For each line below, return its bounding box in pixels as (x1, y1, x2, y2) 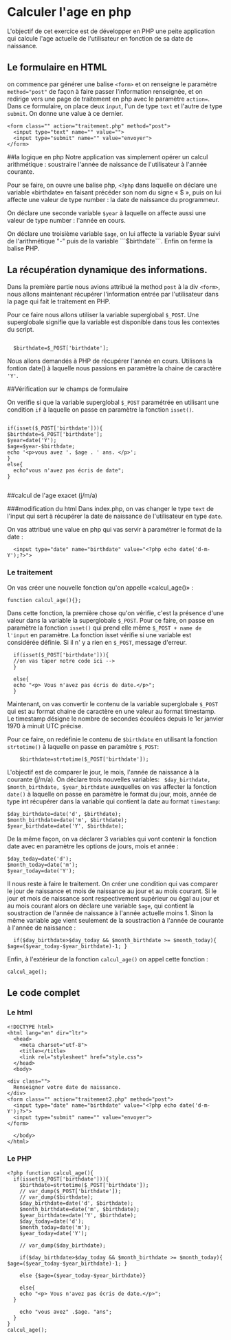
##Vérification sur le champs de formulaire (7, 384, 129, 393)
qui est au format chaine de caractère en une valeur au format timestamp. (7, 707, 217, 715)
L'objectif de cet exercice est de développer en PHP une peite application (7, 27, 215, 35)
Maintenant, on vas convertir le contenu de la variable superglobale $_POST (7, 699, 219, 708)
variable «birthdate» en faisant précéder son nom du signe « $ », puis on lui (7, 188, 222, 197)
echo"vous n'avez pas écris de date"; (13, 467, 125, 474)
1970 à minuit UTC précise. (7, 721, 84, 730)
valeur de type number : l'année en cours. (7, 216, 126, 224)
